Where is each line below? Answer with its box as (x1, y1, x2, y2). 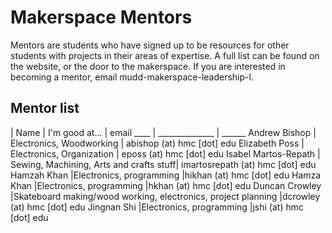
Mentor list (10, 100, 80, 117)
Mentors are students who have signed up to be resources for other (10, 39, 290, 51)
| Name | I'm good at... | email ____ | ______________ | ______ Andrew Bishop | (10, 126, 317, 138)
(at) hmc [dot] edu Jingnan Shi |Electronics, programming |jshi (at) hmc (10, 201, 304, 213)
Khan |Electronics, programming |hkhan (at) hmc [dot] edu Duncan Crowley (10, 179, 322, 191)
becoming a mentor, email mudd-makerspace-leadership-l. (10, 71, 254, 83)
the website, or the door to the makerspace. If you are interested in (10, 60, 286, 72)
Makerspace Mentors (10, 6, 193, 29)
